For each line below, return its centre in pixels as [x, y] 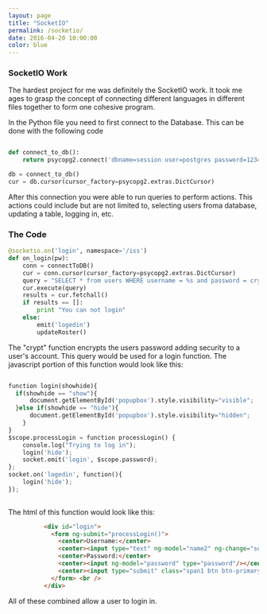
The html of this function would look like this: [81, 512]
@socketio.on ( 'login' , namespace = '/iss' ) [78, 251]
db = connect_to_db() [44, 175]
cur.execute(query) [55, 288]
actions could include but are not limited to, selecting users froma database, [133, 205]
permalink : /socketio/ [46, 30]
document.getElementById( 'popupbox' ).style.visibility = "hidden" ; [139, 416]
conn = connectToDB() [58, 266]
